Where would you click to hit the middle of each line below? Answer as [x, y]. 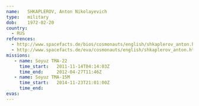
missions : [18, 55]
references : [21, 39]
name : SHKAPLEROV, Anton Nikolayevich [57, 11]
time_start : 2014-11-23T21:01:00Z [65, 83]
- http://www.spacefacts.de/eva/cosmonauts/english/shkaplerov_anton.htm [104, 50]
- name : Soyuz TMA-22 [41, 61]
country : [17, 28]
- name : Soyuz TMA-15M [42, 77]
